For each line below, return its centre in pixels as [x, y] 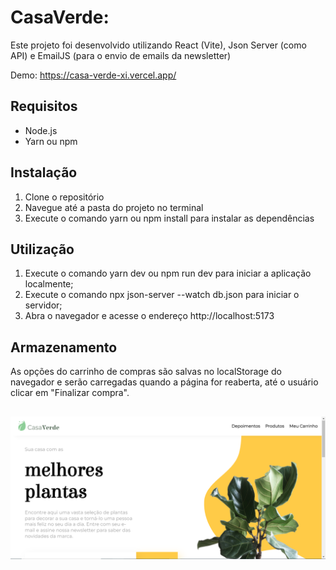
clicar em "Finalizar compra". [70, 393]
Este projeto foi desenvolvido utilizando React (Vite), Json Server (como [158, 45]
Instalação [44, 172]
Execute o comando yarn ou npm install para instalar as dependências [169, 218]
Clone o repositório [64, 197]
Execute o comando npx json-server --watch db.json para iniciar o [162, 295]
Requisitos [44, 106]
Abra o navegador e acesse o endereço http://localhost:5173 [149, 316]
